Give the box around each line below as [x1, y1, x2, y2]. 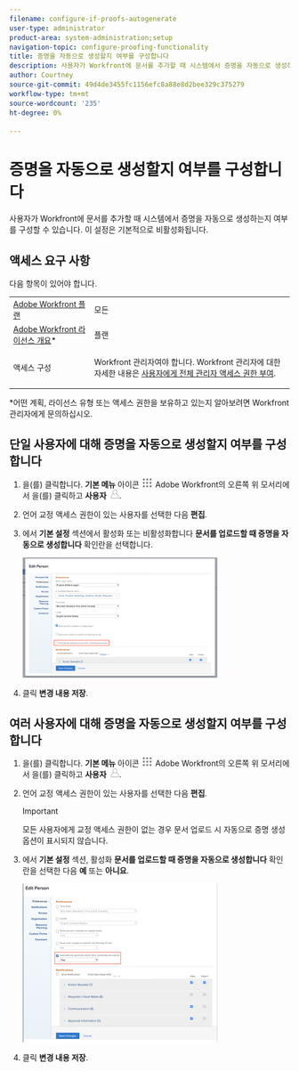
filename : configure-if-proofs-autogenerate [9, 14, 177, 23]
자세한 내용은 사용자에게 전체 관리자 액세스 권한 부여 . [93, 368, 276, 378]
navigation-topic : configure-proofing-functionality [9, 43, 209, 52]
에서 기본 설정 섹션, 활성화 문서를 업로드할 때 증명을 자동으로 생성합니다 [21, 855, 267, 865]
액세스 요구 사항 [9, 253, 91, 268]
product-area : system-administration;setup [9, 33, 174, 42]
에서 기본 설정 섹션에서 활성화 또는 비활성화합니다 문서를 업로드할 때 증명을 [21, 528, 280, 539]
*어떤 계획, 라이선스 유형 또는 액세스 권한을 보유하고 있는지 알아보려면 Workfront [9, 397, 289, 408]
